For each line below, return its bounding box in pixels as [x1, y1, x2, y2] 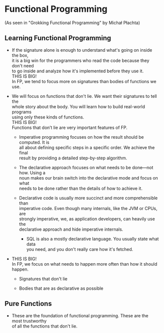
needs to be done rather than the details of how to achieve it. [19, 185, 143, 191]
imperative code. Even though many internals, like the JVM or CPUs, [19, 205, 158, 211]
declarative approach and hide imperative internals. [19, 226, 123, 232]
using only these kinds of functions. [11, 114, 84, 120]
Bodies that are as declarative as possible [19, 285, 104, 291]
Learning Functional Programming [4, 34, 111, 42]
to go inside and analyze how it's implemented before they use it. [11, 68, 144, 74]
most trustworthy [11, 318, 47, 324]
